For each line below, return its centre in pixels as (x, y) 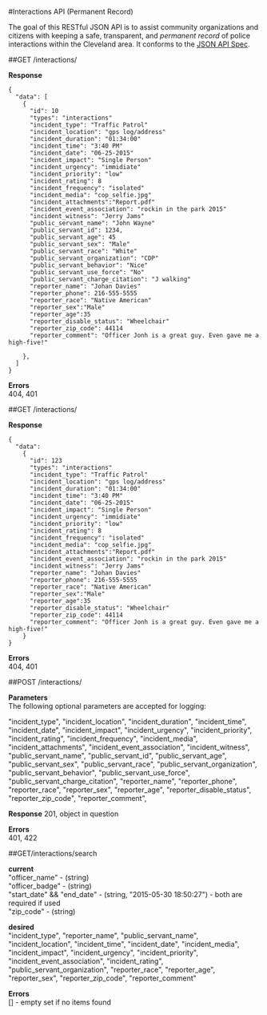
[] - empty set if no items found (60, 1002)
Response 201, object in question (64, 814)
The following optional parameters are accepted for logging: (107, 706)
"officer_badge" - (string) (50, 886)
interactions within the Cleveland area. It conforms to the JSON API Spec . (129, 44)
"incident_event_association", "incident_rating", (86, 961)
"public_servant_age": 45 (72, 237)
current (21, 869)
